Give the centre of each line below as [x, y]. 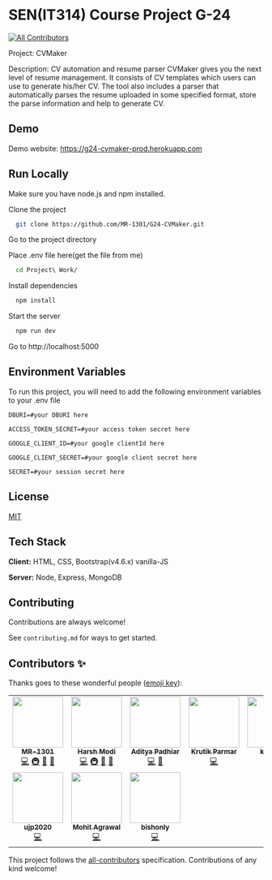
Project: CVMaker [38, 53]
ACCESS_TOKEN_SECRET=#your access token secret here [99, 429]
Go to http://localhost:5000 [54, 347]
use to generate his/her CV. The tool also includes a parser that [114, 86]
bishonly [155, 827]
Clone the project [37, 209]
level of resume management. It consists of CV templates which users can [132, 77]
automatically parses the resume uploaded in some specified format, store [132, 94]
